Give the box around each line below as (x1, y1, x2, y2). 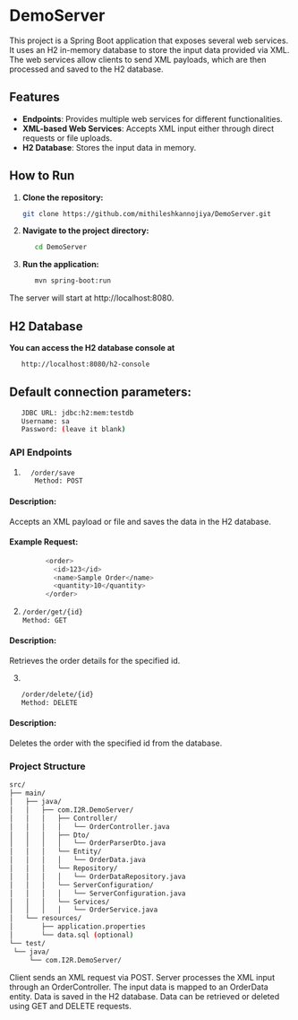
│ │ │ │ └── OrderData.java (9, 856, 146, 865)
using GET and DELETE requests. (9, 1000, 132, 1011)
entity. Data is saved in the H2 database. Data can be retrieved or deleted (9, 990, 280, 1001)
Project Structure (9, 760, 86, 772)
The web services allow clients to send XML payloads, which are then (9, 54, 267, 65)
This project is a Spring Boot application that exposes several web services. (9, 35, 289, 46)
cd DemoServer (34, 243, 88, 252)
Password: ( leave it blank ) (21, 425, 126, 434)
